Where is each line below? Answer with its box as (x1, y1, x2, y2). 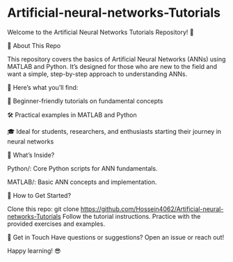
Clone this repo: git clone (7, 204, 79, 213)
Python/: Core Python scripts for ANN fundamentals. (7, 164, 158, 172)
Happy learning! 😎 (7, 246, 61, 255)
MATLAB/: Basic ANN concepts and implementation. (7, 178, 157, 186)
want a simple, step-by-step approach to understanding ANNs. (7, 70, 188, 78)
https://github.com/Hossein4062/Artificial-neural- (80, 204, 224, 213)
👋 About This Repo (7, 41, 61, 49)
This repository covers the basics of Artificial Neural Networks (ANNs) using (7, 54, 226, 63)
